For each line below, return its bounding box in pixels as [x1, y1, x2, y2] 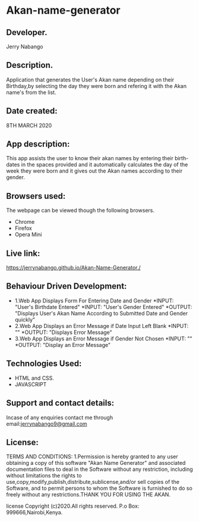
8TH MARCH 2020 [6, 121, 52, 129]
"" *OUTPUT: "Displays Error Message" [14, 329, 113, 336]
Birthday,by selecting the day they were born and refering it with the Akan [6, 82, 187, 89]
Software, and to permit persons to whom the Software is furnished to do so [6, 485, 193, 492]
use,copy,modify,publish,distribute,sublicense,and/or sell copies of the [6, 479, 180, 486]
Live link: [6, 248, 40, 258]
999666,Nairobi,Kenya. [6, 509, 63, 516]
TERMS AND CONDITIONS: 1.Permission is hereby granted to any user [6, 453, 178, 460]
